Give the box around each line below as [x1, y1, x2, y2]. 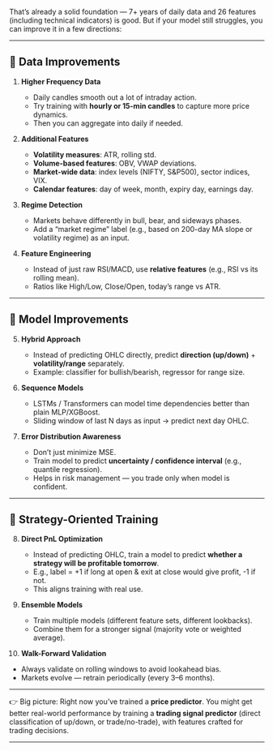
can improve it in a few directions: [9, 24, 122, 33]
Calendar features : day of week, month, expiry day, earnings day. [32, 184, 254, 194]
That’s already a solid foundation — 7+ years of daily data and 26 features [9, 7, 257, 16]
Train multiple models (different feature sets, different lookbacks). [32, 616, 253, 625]
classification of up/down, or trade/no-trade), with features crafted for [9, 717, 244, 727]
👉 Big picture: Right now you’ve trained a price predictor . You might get [9, 697, 253, 706]
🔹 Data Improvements [9, 55, 121, 69]
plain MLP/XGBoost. [32, 407, 100, 417]
